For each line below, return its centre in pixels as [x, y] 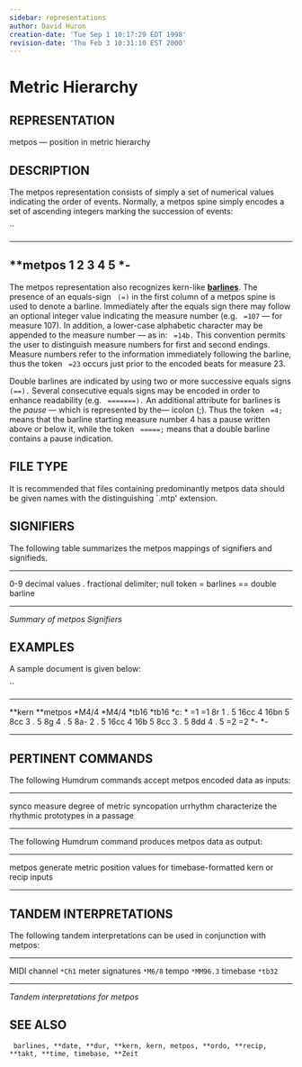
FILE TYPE [39, 467]
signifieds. [28, 557]
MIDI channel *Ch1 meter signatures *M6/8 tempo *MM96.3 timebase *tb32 [144, 971]
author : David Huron [48, 26]
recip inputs [31, 877]
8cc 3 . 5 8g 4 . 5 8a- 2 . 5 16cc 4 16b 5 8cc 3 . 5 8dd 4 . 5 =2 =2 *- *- [139, 722]
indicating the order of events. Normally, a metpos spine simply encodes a [147, 202]
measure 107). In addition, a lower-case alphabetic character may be [136, 325]
